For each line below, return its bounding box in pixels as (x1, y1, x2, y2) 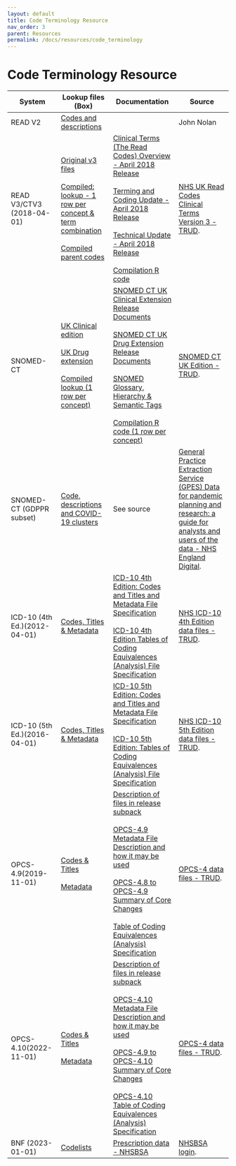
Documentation (115, 97, 169, 106)
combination (60, 226, 102, 236)
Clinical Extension (112, 294, 172, 304)
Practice (178, 456, 206, 466)
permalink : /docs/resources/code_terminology (7, 37, 143, 44)
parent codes (60, 252, 105, 262)
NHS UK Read (178, 182, 225, 192)
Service (178, 473, 204, 483)
